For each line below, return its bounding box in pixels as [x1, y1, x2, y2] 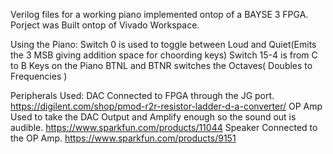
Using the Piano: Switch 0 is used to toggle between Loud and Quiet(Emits [10, 39, 317, 50]
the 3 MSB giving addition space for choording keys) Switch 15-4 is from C [10, 49, 318, 61]
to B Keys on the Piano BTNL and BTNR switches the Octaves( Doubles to [10, 60, 313, 71]
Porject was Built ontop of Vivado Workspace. [10, 19, 200, 31]
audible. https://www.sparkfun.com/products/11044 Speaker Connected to [10, 122, 318, 133]
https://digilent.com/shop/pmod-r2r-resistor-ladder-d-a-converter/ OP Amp [10, 100, 323, 112]
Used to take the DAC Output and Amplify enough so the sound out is [10, 111, 297, 123]
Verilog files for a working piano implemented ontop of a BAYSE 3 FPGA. [10, 9, 309, 20]
